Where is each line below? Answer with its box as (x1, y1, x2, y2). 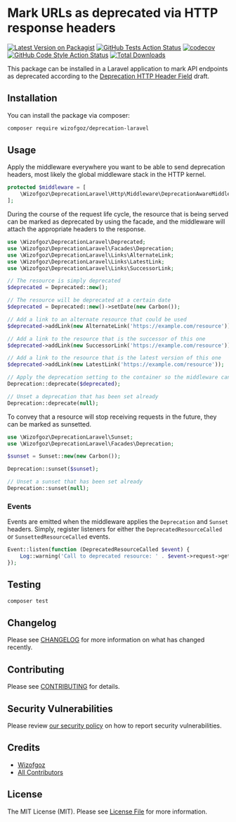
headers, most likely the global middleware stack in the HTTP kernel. (7, 171, 206, 179)
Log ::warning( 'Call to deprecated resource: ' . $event (20, 553, 188, 560)
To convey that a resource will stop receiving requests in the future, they (7, 412, 217, 421)
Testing (7, 579, 41, 591)
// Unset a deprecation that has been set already (7, 393, 159, 400)
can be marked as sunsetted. (7, 419, 92, 428)
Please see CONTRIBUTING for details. (7, 682, 121, 691)
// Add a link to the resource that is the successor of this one (7, 335, 206, 343)
